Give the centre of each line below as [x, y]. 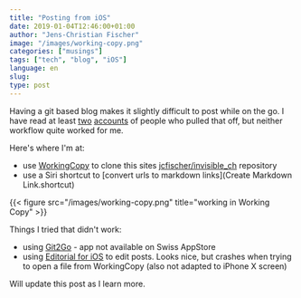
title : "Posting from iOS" [60, 18]
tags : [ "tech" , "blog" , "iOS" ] [68, 60]
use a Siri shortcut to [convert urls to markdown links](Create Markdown [157, 175]
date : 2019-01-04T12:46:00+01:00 [72, 26]
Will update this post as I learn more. [78, 284]
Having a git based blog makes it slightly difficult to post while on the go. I [147, 111]
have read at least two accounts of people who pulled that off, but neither [146, 120]
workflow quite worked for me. [66, 130]
